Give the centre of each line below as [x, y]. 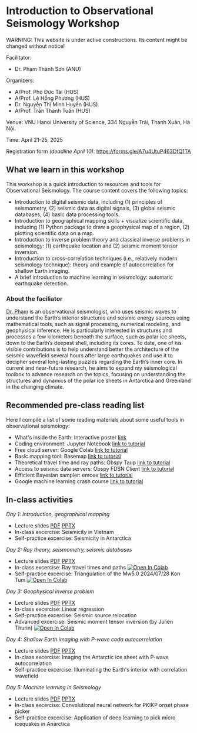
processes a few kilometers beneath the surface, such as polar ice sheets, [96, 337]
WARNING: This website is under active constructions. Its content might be [97, 40]
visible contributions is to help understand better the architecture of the [93, 349]
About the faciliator [34, 298]
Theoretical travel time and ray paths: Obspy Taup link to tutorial [92, 462]
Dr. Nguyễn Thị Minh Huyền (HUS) [56, 104]
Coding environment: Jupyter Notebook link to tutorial [80, 444]
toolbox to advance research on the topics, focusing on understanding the [96, 374]
